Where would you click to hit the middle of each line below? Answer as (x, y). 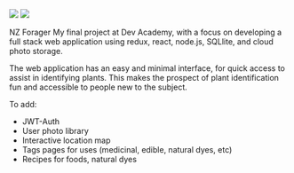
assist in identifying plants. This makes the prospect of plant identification (144, 78)
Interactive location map (66, 140)
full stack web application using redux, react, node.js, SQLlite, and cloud (141, 42)
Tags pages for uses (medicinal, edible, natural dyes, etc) (127, 149)
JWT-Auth (41, 122)
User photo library (55, 131)
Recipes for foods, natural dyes (79, 159)
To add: (23, 104)
